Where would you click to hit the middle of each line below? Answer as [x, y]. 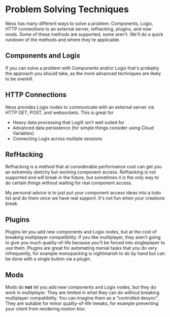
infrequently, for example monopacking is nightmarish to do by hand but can [85, 253]
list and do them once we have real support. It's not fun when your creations [85, 198]
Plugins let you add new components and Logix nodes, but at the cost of [81, 232]
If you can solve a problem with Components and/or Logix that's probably [82, 68]
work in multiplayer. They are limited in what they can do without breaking [82, 293]
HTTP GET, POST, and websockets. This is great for [60, 112]
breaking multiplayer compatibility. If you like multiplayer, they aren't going [83, 237]
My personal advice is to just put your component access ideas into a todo [83, 193]
